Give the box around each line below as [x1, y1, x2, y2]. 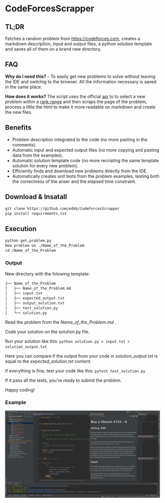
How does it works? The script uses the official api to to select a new [5, 93, 146, 99]
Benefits [5, 124, 32, 132]
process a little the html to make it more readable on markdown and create [5, 104, 156, 110]
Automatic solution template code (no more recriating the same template [12, 157, 159, 163]
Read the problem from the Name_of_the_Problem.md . [5, 319, 116, 325]
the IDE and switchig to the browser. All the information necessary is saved [5, 78, 157, 84]
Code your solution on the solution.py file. [5, 329, 90, 335]
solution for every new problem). [12, 163, 79, 168]
